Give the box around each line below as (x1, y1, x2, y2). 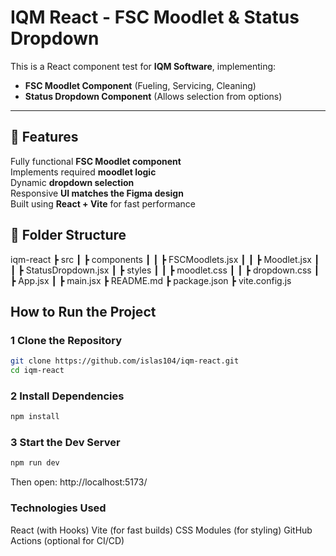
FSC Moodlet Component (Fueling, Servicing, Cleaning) (24, 79, 257, 91)
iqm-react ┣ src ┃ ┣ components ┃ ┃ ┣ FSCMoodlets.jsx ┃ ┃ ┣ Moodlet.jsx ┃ (10, 253, 320, 265)
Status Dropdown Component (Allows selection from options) (24, 90, 283, 102)
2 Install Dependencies (10, 389, 125, 403)
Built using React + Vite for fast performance (10, 197, 196, 210)
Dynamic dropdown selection (10, 176, 135, 188)
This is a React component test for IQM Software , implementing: (10, 60, 277, 72)
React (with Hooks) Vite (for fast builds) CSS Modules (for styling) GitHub (10, 524, 313, 536)
